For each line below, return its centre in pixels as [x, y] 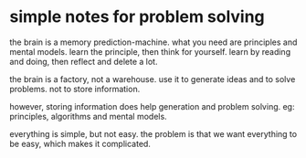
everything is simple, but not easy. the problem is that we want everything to [153, 133]
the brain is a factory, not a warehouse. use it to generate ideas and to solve [153, 79]
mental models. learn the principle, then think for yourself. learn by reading [150, 51]
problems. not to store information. [75, 89]
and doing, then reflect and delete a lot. [84, 61]
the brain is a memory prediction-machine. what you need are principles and [153, 42]
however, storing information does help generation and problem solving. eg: [152, 106]
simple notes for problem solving [137, 17]
